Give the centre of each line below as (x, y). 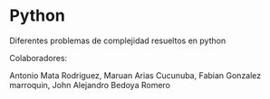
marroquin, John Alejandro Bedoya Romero (90, 85)
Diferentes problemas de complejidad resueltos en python (118, 40)
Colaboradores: (39, 58)
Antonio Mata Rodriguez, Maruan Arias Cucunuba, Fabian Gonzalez (135, 75)
